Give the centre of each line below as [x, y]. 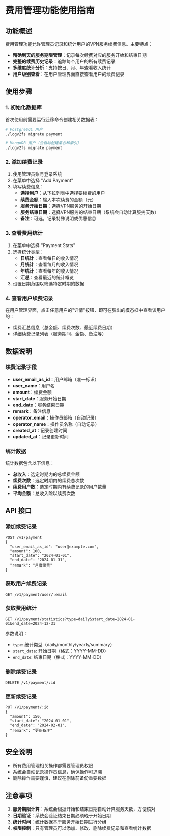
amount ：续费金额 [32, 392]
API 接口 [19, 511]
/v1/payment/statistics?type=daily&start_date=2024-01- [75, 619]
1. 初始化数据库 [24, 108]
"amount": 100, [26, 551]
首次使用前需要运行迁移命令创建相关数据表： [52, 119]
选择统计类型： [28, 252]
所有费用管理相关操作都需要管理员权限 [53, 765]
